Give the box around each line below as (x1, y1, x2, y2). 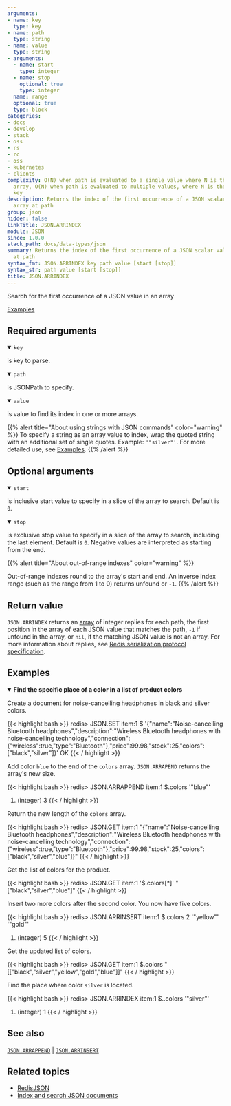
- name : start (13, 61, 54, 68)
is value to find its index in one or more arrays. (7, 410, 139, 418)
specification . (7, 647, 46, 655)
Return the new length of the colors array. (7, 809, 126, 817)
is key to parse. (7, 356, 50, 365)
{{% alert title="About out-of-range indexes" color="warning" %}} (7, 559, 195, 567)
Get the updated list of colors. (7, 947, 91, 955)
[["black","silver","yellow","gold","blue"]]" (7, 967, 123, 976)
